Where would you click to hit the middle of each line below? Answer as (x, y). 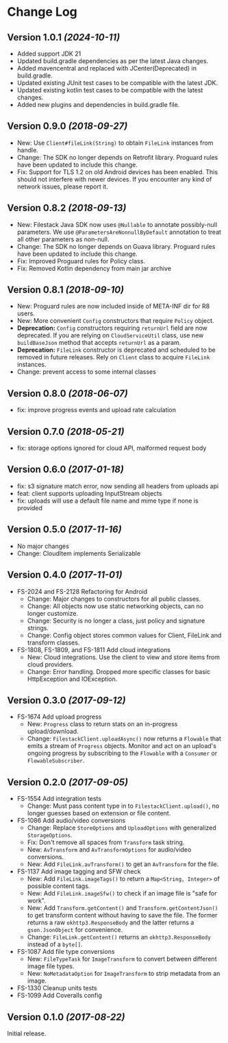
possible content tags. (59, 886)
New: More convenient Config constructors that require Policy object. (115, 321)
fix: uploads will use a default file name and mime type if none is (107, 501)
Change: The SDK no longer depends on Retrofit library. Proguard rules (117, 157)
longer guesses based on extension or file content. (99, 813)
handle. (28, 150)
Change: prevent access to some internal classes (86, 372)
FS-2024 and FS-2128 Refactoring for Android (82, 591)
